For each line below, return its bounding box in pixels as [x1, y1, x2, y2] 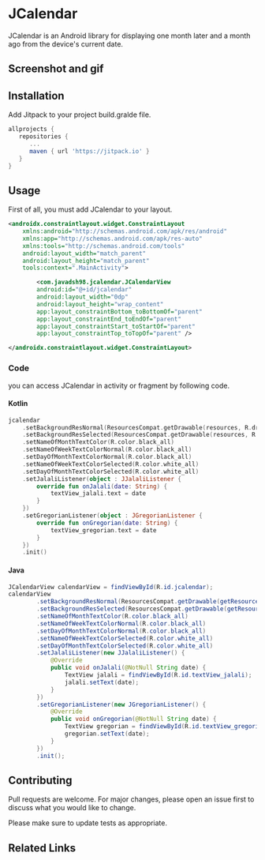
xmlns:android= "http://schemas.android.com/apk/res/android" [22, 227, 227, 235]
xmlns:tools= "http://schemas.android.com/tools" [22, 242, 185, 250]
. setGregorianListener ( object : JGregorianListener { [22, 512, 203, 520]
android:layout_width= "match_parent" [22, 250, 147, 257]
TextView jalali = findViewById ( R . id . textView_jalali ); [64, 671, 252, 679]
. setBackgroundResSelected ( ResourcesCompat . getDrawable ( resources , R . [22, 431, 259, 439]
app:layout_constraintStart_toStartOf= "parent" [36, 322, 196, 330]
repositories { [18, 133, 69, 141]
